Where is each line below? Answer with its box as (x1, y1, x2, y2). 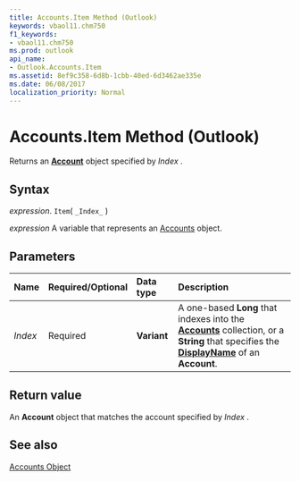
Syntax (9, 181, 50, 197)
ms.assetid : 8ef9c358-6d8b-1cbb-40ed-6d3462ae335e (9, 72, 202, 80)
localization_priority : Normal (9, 88, 126, 97)
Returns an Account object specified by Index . (9, 156, 183, 166)
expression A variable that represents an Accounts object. (9, 223, 223, 233)
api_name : (9, 55, 46, 63)
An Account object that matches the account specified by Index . (9, 411, 250, 422)
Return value (9, 388, 82, 403)
